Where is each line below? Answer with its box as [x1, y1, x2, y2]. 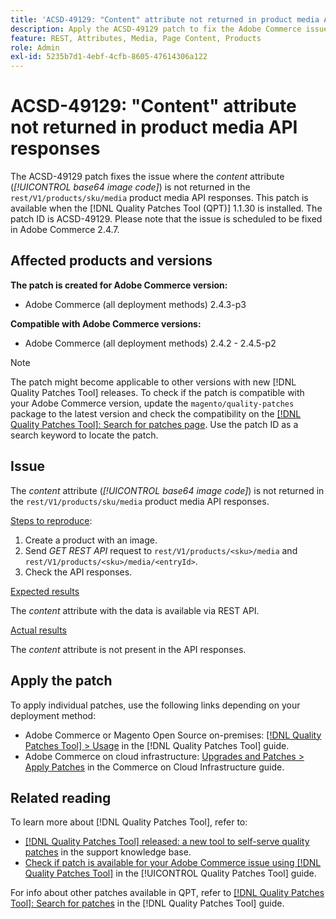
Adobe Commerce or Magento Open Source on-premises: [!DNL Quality [24, 729, 322, 741]
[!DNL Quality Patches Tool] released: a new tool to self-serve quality [24, 836, 310, 848]
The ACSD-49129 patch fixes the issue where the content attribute [10, 171, 285, 183]
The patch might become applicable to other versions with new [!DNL [10, 376, 297, 388]
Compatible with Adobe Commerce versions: [10, 317, 202, 330]
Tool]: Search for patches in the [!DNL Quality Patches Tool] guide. [10, 897, 285, 910]
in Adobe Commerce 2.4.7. [10, 224, 120, 236]
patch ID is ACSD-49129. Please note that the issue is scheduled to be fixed [10, 213, 323, 225]
